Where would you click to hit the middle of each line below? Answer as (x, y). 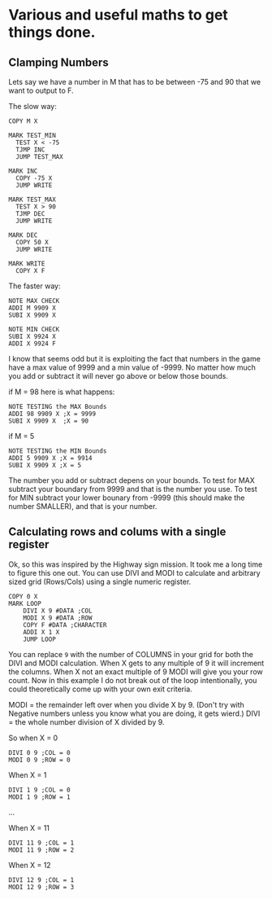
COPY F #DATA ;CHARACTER (65, 625)
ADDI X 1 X (41, 632)
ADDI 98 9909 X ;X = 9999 (52, 414)
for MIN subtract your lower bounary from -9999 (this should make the (127, 498)
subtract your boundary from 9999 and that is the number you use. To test (133, 489)
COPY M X (23, 121)
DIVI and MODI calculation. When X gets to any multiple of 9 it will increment (136, 663)
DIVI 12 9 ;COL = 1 (41, 880)
